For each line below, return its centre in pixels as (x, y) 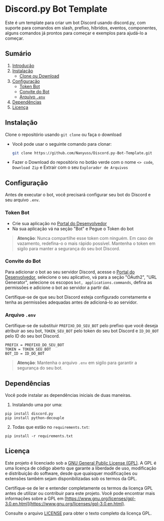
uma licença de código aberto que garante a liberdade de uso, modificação (81, 468)
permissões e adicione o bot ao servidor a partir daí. (58, 287)
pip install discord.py (29, 414)
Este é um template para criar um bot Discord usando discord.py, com (75, 23)
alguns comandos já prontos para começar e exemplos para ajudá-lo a (76, 33)
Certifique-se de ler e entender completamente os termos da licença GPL (79, 488)
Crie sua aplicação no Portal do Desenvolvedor (60, 223)
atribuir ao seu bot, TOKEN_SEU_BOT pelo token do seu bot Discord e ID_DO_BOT (82, 331)
